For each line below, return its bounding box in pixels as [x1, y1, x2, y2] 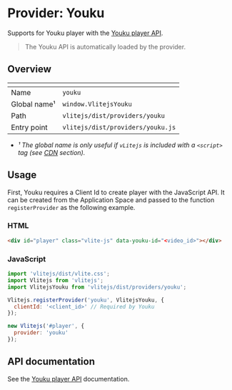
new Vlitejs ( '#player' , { [7, 323, 84, 330]
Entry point [11, 122, 48, 132]
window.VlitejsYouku [62, 100, 132, 108]
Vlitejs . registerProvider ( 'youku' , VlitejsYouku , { [7, 296, 164, 304]
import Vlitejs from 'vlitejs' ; [7, 276, 104, 284]
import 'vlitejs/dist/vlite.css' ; [7, 270, 111, 278]
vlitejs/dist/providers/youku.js [62, 123, 176, 131]
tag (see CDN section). [17, 148, 86, 156]
